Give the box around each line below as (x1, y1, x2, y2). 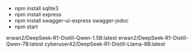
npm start (14, 23, 38, 30)
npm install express (14, 11, 62, 18)
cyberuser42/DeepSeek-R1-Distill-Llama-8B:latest (44, 40, 165, 47)
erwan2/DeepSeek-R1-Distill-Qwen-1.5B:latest (6, 35, 117, 41)
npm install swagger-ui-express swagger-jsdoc (14, 17, 129, 24)
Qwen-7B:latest (6, 40, 44, 47)
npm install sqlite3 (14, 5, 59, 12)
